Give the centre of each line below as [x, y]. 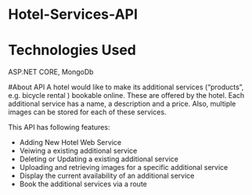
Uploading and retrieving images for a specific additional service [124, 168]
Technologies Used [72, 51]
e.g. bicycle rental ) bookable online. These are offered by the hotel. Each [126, 96]
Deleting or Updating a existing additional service [99, 159]
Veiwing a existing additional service [78, 151]
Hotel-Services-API [73, 14]
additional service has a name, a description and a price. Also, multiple [122, 104]
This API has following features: [59, 128]
